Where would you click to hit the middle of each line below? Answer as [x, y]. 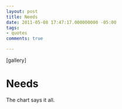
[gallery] [16, 60]
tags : [13, 28]
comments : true [25, 38]
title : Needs [22, 17]
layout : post [22, 11]
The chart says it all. [30, 100]
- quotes [17, 33]
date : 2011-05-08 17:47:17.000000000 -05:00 [61, 22]
